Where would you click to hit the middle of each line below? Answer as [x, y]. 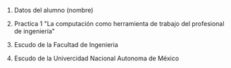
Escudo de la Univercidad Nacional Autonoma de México [96, 58]
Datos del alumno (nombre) [54, 10]
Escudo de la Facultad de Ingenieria [66, 45]
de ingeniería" [34, 31]
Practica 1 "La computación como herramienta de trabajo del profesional [119, 23]
